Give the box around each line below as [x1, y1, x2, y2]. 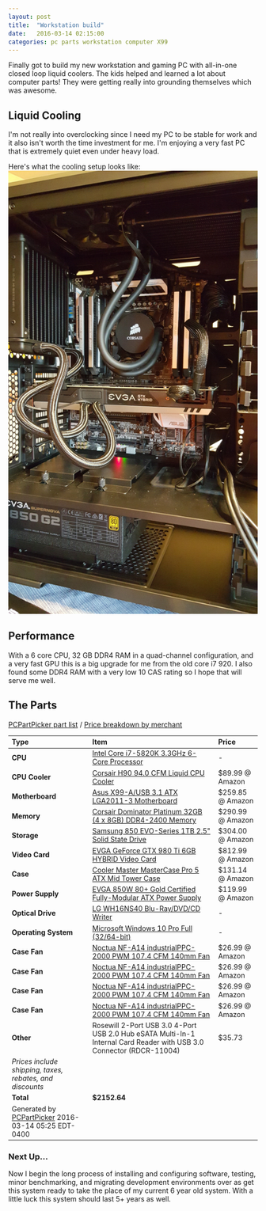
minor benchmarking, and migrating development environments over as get [8, 1178, 255, 1187]
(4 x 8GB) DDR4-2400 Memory [92, 815, 196, 825]
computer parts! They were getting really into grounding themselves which [8, 78, 252, 87]
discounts [11, 1082, 44, 1091]
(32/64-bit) [92, 932, 131, 941]
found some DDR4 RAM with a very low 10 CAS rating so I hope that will [8, 667, 242, 677]
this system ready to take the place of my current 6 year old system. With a [8, 1186, 253, 1195]
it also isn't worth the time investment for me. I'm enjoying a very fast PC [8, 139, 245, 148]
